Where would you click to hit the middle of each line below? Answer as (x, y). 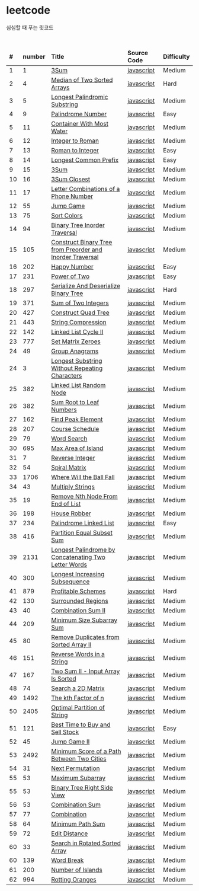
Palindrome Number (79, 114)
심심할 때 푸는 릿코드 (30, 27)
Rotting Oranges (74, 879)
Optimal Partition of (78, 707)
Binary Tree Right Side (82, 787)
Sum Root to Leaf (75, 402)
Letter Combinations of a (86, 189)
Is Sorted (64, 678)
